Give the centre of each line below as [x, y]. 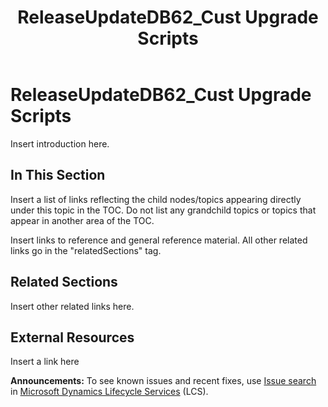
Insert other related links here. [72, 306]
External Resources [72, 337]
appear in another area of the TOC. [82, 220]
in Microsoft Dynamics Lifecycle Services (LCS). [109, 392]
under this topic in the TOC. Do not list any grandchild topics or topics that [163, 210]
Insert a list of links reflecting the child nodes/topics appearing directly [156, 199]
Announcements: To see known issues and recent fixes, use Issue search [163, 381]
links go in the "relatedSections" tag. [86, 250]
